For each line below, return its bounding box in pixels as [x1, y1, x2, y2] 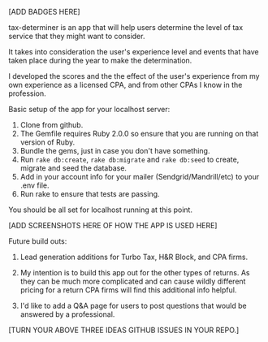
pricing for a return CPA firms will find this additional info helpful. [19, 285, 237, 295]
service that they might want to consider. [8, 32, 145, 41]
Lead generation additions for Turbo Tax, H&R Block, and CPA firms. [19, 252, 249, 262]
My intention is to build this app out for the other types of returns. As [19, 268, 250, 277]
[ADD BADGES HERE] [8, 7, 80, 16]
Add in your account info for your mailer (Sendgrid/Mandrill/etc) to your [19, 172, 260, 181]
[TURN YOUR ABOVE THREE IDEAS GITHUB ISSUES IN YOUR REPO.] [8, 325, 240, 335]
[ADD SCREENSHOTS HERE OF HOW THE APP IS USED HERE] [8, 221, 218, 230]
